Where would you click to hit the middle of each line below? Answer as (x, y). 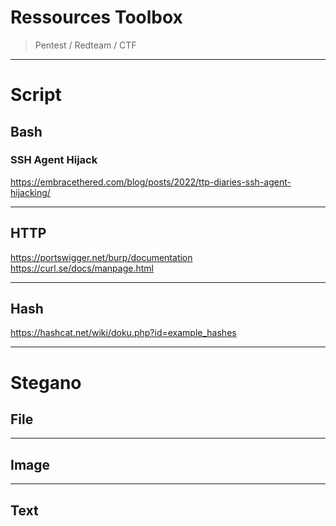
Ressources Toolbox (96, 17)
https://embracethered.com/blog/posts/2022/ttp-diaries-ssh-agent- (151, 182)
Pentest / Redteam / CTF (85, 45)
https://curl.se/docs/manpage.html (82, 268)
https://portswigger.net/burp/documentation (101, 257)
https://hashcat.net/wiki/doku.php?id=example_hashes (123, 333)
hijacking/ (30, 192)
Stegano (46, 382)
